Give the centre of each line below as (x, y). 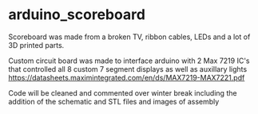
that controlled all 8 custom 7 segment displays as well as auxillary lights (128, 69)
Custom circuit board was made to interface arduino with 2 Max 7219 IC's (129, 61)
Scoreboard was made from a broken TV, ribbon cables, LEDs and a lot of (129, 37)
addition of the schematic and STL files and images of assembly (114, 101)
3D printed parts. (36, 45)
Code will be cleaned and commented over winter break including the (123, 92)
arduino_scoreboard (77, 15)
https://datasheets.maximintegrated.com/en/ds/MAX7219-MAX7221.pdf (127, 77)
